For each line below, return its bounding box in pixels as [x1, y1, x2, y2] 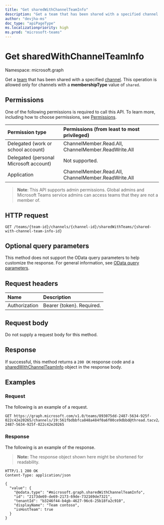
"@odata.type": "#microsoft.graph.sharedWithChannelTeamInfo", [14, 490, 145, 495]
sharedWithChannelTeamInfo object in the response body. [5, 364, 123, 370]
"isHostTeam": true [14, 507, 54, 512]
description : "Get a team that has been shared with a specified [5, 12, 141, 17]
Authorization [7, 302, 39, 309]
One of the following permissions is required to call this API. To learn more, [5, 109, 156, 115]
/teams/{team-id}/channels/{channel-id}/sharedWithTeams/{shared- [14, 224, 152, 229]
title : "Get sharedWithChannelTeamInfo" [5, 7, 89, 12]
